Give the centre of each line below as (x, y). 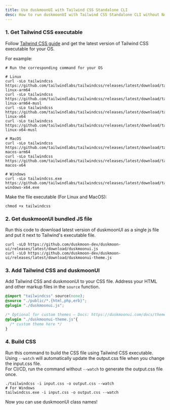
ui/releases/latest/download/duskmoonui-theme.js (59, 258)
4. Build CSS (21, 342)
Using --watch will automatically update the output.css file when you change (85, 358)
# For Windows (20, 388)
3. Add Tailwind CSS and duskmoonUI (53, 270)
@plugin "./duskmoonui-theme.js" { (42, 319)
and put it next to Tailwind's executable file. (51, 235)
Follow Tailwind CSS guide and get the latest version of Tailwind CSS (77, 43)
